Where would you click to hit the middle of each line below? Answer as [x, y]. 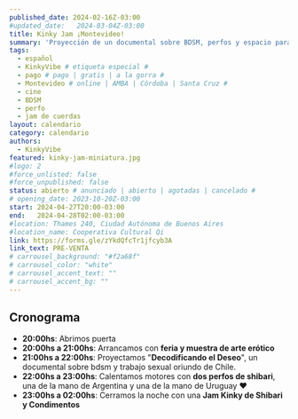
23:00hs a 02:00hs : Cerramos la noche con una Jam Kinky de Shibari [152, 395]
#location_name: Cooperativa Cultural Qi [87, 232]
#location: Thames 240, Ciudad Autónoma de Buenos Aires [117, 224]
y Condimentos [51, 405]
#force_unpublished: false [59, 183]
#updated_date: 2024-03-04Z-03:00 [77, 26]
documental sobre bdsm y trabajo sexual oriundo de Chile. [129, 367]
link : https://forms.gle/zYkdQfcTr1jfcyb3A [91, 241]
